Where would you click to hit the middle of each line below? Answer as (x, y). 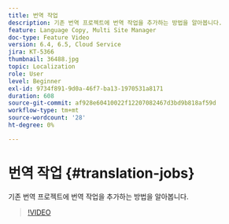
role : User (26, 74)
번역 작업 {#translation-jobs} (102, 173)
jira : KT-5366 (31, 52)
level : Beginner (35, 81)
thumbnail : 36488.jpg (44, 60)
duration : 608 (31, 96)
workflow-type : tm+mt (44, 111)
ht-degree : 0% (31, 125)
